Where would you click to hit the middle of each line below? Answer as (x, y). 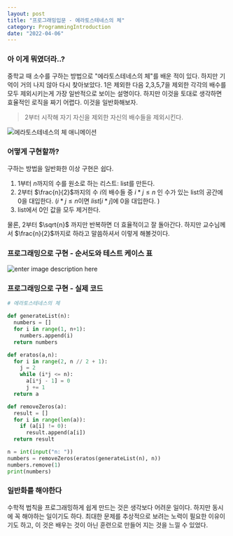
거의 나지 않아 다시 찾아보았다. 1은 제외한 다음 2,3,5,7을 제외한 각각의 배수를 (123, 84)
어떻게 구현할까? (33, 152)
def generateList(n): (39, 316)
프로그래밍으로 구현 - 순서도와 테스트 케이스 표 (80, 253)
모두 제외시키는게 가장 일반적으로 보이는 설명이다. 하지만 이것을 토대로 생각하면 (115, 93)
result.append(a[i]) (56, 433)
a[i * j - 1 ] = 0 (48, 381)
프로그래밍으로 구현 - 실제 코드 (55, 288)
